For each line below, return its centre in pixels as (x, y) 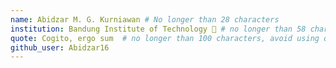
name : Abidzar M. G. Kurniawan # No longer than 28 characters (145, 19)
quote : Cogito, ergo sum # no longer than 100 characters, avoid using (165, 38)
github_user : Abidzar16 (60, 47)
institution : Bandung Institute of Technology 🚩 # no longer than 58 (158, 29)
